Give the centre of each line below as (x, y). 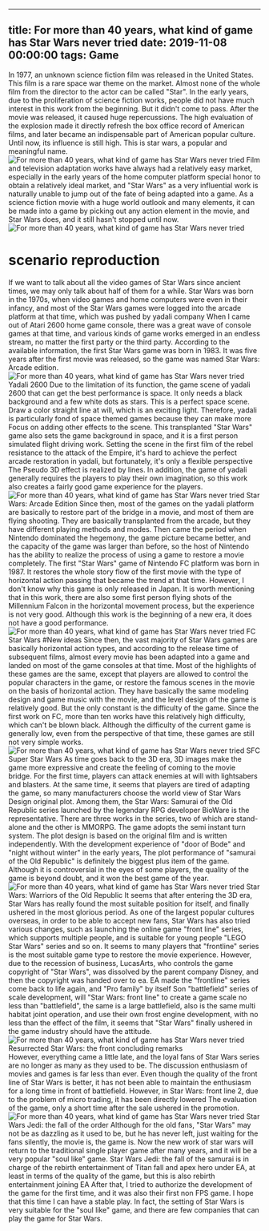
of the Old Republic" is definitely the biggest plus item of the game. (119, 861)
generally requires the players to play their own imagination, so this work (128, 478)
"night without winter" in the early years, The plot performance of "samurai (132, 852)
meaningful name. (38, 151)
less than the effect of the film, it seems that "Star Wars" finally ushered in (130, 1023)
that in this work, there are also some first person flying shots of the (120, 597)
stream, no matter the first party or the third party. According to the (119, 342)
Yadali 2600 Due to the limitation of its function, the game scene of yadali (129, 384)
